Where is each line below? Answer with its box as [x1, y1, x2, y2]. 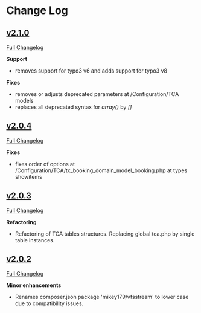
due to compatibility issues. [14, 300, 84, 307]
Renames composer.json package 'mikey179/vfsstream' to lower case [14, 294, 189, 301]
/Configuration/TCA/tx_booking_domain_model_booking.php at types [14, 167, 188, 174]
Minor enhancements [6, 282, 62, 289]
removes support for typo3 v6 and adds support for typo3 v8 [14, 67, 168, 74]
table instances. [14, 236, 55, 244]
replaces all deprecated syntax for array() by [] [14, 103, 132, 111]
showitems [14, 173, 42, 180]
